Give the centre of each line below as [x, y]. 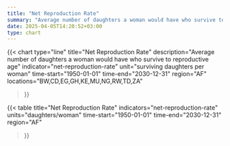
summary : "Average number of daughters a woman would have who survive [111, 20]
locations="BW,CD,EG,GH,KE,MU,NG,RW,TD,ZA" [75, 81]
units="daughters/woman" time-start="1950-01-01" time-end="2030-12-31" [114, 115]
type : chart [24, 33]
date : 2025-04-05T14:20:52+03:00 [55, 26]
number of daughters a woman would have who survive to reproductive [108, 60]
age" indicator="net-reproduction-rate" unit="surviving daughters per [106, 66]
